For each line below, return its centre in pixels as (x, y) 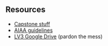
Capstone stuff (32, 24)
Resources (26, 10)
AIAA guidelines (33, 30)
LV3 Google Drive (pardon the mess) (58, 36)
